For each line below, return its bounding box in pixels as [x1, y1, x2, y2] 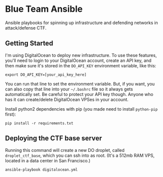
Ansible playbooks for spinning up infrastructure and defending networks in [5, 20, 158, 26]
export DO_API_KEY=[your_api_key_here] [5, 72, 87, 77]
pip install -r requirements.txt [5, 120, 74, 126]
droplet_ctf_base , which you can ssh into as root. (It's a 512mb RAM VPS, [5, 152, 155, 158]
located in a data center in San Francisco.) [5, 157, 91, 163]
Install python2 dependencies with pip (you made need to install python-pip [5, 106, 158, 112]
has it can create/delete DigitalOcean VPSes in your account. [5, 96, 129, 102]
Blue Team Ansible [5, 3, 83, 15]
